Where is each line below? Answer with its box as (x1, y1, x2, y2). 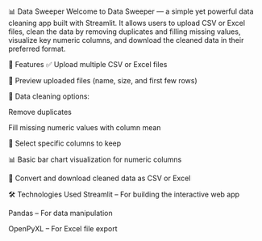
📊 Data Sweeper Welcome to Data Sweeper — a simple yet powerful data (8, 6, 254, 16)
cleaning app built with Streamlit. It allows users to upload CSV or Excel (8, 19, 246, 27)
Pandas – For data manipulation (8, 209, 113, 218)
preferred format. (8, 44, 66, 53)
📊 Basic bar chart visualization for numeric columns (8, 154, 182, 164)
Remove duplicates (8, 108, 73, 116)
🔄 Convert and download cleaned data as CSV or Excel (8, 173, 191, 183)
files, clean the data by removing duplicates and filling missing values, (8, 27, 241, 36)
